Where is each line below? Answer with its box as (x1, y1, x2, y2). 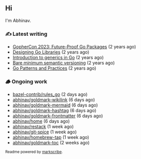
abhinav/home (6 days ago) (12, 118, 70, 124)
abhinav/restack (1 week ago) (12, 124, 74, 130)
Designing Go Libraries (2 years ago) (12, 49, 89, 55)
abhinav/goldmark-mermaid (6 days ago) (12, 102, 98, 108)
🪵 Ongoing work (5, 78, 48, 85)
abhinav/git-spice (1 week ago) (12, 129, 77, 135)
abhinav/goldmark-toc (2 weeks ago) (12, 140, 90, 146)
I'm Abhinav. (5, 17, 31, 23)
